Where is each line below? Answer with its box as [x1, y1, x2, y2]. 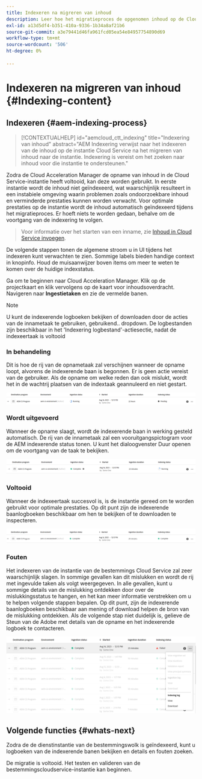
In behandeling [6, 347, 51, 356]
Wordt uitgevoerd [6, 414, 59, 422]
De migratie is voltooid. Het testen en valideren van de [6, 760, 141, 767]
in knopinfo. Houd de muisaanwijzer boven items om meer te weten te [6, 258, 179, 266]
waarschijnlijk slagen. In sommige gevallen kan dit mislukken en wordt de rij [6, 573, 194, 580]
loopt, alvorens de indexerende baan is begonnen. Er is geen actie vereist [6, 368, 188, 375]
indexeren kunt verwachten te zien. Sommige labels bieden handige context [6, 252, 194, 260]
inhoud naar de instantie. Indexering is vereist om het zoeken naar [20, 153, 185, 160]
